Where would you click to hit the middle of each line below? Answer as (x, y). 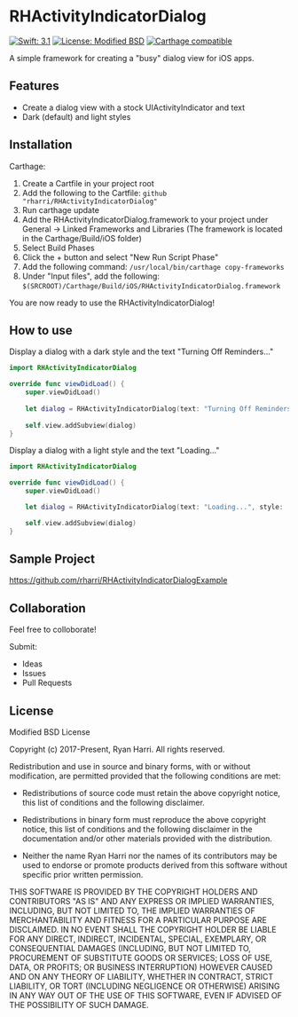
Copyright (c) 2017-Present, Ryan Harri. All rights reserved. (117, 749)
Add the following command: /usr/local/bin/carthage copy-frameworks (153, 266)
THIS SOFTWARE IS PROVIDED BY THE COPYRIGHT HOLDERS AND (134, 892)
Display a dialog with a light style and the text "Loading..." (114, 451)
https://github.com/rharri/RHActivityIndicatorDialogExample (118, 580)
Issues (34, 674)
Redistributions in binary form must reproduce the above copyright (144, 820)
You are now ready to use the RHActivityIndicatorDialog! (112, 303)
